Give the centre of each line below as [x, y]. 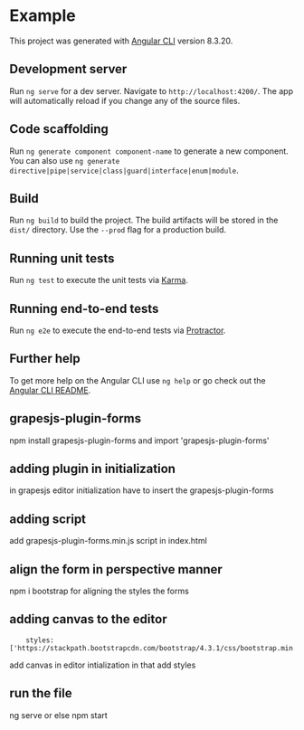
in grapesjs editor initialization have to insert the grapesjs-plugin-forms [142, 490]
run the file [41, 693]
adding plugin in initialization [93, 469]
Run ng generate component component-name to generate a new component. [149, 151]
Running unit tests [62, 258]
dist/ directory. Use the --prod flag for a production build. [118, 230]
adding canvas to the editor [88, 619]
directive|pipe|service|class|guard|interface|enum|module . [124, 170]
